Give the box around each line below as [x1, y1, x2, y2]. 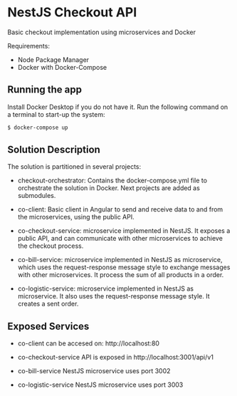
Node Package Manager [17, 55, 90, 64]
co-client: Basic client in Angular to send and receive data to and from [17, 205, 223, 214]
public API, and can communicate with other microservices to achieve [17, 234, 223, 243]
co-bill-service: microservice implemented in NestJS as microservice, [17, 256, 223, 264]
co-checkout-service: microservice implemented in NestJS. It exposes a [17, 226, 231, 235]
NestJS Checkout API [7, 4, 137, 21]
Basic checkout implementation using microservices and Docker [7, 28, 196, 36]
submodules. [17, 192, 56, 200]
